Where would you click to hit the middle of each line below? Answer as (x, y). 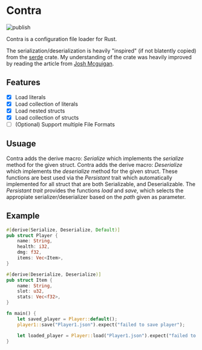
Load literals (30, 97)
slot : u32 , (31, 291)
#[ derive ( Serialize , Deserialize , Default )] (63, 230)
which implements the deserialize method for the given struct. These (92, 171)
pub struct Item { (29, 280)
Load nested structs (40, 111)
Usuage (21, 144)
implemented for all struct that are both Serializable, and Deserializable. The (101, 184)
